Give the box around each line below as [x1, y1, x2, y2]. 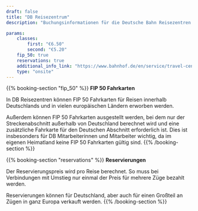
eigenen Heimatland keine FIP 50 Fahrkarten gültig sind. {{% [6, 139, 153, 146]
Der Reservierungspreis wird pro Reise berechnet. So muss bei [6, 168, 159, 175]
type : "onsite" [16, 68, 54, 74]
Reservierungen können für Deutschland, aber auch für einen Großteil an [6, 192, 183, 199]
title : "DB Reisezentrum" [6, 14, 70, 20]
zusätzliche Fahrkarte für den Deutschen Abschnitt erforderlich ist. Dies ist [6, 126, 187, 133]
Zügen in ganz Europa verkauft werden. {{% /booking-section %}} [6, 198, 167, 205]
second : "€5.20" [27, 47, 67, 53]
